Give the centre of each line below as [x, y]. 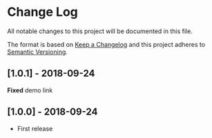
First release [35, 128]
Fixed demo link [30, 90]
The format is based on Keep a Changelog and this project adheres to [106, 44]
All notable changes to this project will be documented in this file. [100, 31]
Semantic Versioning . [37, 52]
